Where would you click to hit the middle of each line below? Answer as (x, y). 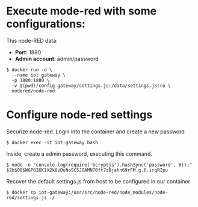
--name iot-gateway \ (39, 75)
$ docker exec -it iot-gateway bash (52, 142)
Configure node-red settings (79, 115)
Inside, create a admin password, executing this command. (79, 154)
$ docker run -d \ (29, 70)
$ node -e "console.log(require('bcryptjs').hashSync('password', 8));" (99, 165)
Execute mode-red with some (82, 11)
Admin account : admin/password (57, 59)
